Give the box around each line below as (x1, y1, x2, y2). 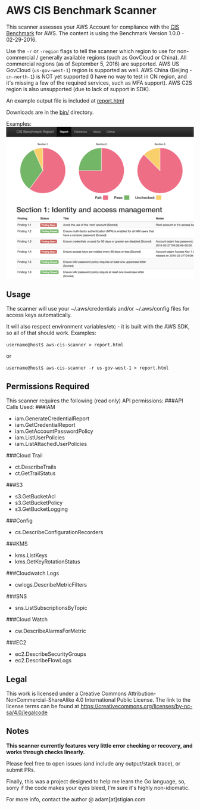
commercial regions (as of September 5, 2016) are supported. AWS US (6, 60, 180, 67)
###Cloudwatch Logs (6, 570, 60, 577)
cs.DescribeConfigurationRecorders (14, 529, 104, 536)
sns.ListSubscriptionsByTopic (14, 605, 87, 612)
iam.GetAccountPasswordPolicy (14, 427, 93, 435)
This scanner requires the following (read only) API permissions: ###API (6, 397, 183, 404)
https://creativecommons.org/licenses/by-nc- (80, 702, 193, 709)
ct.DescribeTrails (14, 463, 57, 471)
